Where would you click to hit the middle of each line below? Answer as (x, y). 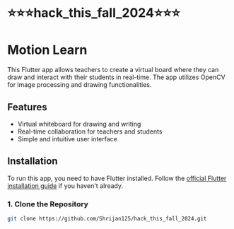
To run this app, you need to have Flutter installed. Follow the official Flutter (117, 178)
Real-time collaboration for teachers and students (90, 131)
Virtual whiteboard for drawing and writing (79, 124)
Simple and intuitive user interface (68, 139)
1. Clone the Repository (48, 204)
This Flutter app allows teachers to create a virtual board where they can (113, 70)
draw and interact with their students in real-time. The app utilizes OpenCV (116, 77)
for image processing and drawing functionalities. (80, 85)
